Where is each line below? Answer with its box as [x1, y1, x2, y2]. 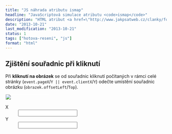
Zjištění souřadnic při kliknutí [5, 60, 101, 68]
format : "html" [5, 41, 38, 46]
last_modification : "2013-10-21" [5, 26, 77, 32]
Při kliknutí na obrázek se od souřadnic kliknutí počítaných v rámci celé [5, 73, 157, 79]
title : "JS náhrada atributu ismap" [5, 7, 83, 13]
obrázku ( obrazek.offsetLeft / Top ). [5, 84, 78, 90]
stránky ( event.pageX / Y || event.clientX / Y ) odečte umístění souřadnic [5, 78, 155, 85]
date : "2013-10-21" [5, 21, 47, 27]
